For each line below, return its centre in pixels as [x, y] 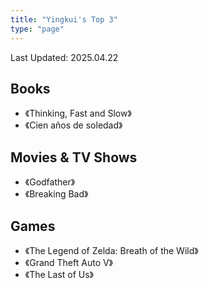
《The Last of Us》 [59, 274]
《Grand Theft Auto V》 [69, 262]
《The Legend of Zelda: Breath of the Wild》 [111, 250]
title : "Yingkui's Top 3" [64, 19]
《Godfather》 [50, 182]
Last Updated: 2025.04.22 [64, 57]
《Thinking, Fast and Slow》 [78, 113]
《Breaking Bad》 [56, 194]
